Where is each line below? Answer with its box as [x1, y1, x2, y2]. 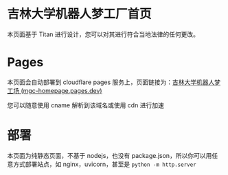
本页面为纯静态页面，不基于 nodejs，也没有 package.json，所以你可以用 [7, 151, 212, 159]
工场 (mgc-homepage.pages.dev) [7, 86, 102, 94]
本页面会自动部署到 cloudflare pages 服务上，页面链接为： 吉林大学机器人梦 [7, 78, 221, 86]
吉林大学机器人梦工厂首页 [7, 6, 152, 22]
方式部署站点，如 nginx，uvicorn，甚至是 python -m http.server [12, 160, 197, 168]
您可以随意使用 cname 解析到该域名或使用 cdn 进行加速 [7, 100, 165, 109]
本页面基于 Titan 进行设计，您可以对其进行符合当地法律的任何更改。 [7, 30, 200, 38]
